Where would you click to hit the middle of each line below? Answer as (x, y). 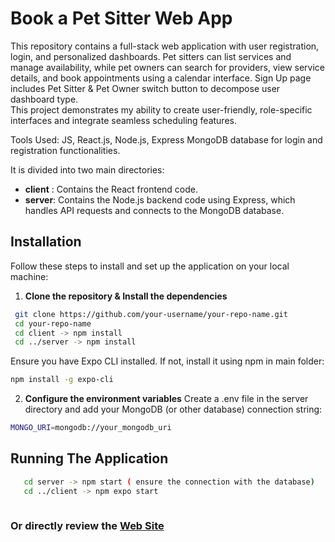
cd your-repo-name (53, 323)
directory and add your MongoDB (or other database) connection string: (173, 409)
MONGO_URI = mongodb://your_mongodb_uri (91, 428)
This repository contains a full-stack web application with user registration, (165, 46)
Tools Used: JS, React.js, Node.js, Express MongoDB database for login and (166, 139)
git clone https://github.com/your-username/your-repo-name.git (151, 314)
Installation (46, 242)
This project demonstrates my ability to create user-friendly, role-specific (161, 109)
